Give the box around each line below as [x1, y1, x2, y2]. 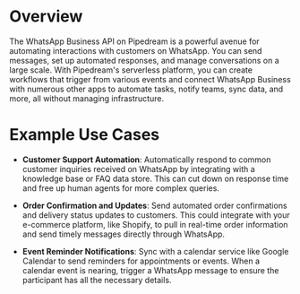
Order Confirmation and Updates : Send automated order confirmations [21, 200, 288, 211]
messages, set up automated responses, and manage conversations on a [9, 55, 279, 65]
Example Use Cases [9, 125, 160, 145]
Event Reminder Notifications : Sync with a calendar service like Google [21, 246, 289, 256]
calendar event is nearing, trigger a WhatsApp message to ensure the [21, 264, 279, 275]
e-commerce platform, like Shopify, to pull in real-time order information [21, 219, 288, 229]
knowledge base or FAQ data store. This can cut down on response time [21, 173, 289, 184]
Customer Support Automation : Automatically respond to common [21, 154, 271, 165]
